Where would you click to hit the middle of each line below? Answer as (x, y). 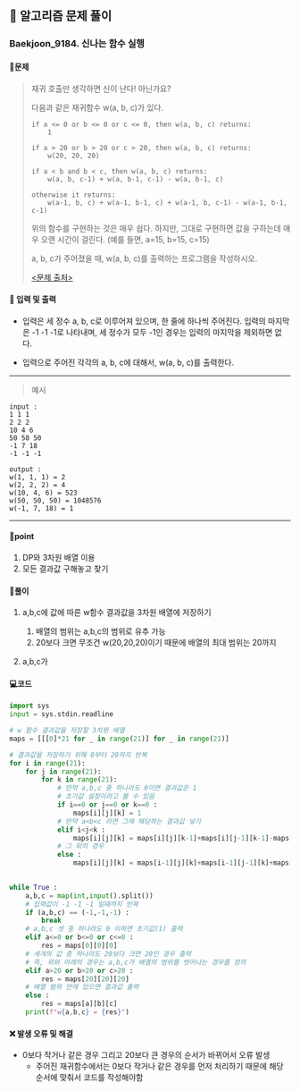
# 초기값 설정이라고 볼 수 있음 (106, 797)
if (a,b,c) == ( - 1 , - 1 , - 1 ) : (77, 912)
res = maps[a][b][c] (79, 1004)
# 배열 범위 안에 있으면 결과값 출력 (82, 987)
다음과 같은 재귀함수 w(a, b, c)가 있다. (97, 107)
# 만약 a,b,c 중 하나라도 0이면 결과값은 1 (127, 788)
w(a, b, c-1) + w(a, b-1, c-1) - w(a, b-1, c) (136, 179)
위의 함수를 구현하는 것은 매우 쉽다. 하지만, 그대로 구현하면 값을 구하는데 (156, 228)
